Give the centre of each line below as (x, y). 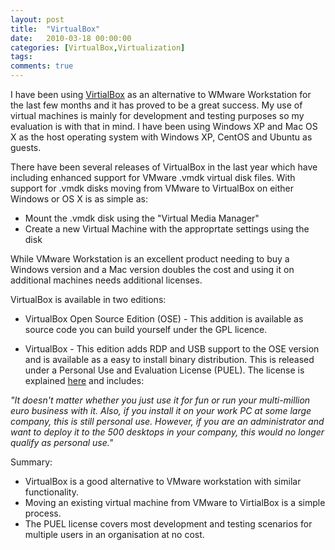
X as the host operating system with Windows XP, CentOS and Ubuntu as (161, 137)
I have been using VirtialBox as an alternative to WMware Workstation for (161, 94)
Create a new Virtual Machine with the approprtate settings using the (167, 229)
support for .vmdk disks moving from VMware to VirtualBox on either (152, 188)
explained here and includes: (84, 380)
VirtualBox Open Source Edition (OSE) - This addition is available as (164, 319)
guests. (26, 147)
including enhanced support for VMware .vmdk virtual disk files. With (153, 177)
